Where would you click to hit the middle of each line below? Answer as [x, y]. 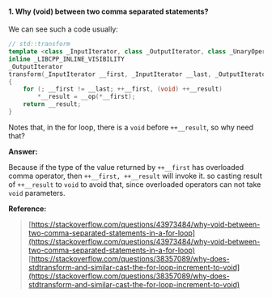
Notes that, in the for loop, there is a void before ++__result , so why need [131, 127]
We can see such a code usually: [64, 29]
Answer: [23, 151]
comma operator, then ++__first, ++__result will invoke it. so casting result [136, 176]
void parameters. [37, 193]
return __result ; [52, 104]
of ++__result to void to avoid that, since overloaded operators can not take [135, 184]
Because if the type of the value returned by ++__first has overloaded [126, 167]
